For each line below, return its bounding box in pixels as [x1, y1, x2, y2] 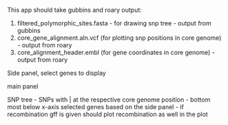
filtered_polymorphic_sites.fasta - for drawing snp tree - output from [17, 19, 211, 27]
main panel [7, 82, 39, 90]
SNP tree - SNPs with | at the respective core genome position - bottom [7, 95, 211, 104]
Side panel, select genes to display [7, 69, 107, 77]
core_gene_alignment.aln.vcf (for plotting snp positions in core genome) [17, 34, 222, 42]
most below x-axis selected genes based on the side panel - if [7, 103, 184, 111]
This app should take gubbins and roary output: [7, 6, 143, 14]
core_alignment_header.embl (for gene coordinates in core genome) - [17, 48, 216, 56]
